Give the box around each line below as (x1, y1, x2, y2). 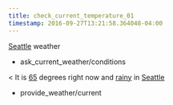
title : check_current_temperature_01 (8, 11, 135, 20)
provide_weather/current (19, 87, 102, 97)
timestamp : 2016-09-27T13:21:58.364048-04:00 (8, 19, 163, 27)
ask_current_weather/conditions (19, 57, 127, 67)
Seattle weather (8, 41, 61, 50)
